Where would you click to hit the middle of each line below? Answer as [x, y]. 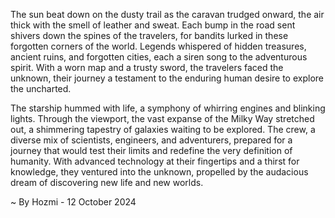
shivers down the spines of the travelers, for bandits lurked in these [149, 35]
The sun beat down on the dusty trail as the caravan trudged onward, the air [167, 14]
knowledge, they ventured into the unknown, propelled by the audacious [159, 172]
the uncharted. [41, 88]
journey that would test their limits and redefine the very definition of [151, 150]
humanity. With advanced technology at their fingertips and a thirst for [155, 161]
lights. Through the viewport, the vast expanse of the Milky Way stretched [162, 118]
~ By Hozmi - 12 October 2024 [73, 202]
